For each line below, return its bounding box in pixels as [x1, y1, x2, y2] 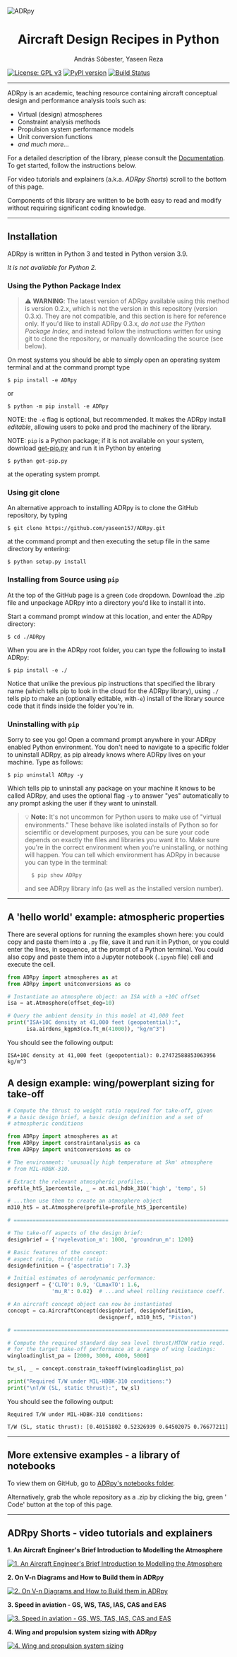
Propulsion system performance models [17, 124, 134, 134]
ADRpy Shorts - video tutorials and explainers [7, 1527, 213, 1540]
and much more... [17, 140, 69, 148]
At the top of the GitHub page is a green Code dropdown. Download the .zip [7, 591, 225, 599]
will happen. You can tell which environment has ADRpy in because [24, 850, 220, 859]
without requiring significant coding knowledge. [7, 204, 146, 212]
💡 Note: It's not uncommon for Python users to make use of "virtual [24, 813, 221, 821]
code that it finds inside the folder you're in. [7, 702, 134, 710]
